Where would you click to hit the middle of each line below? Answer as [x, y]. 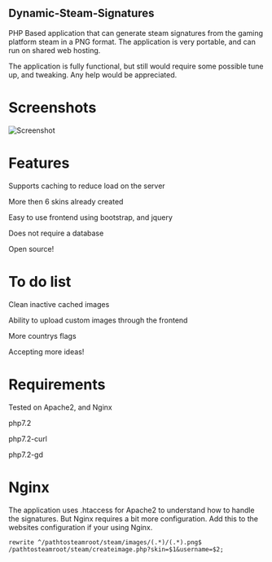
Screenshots [53, 108]
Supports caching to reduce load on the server [87, 186]
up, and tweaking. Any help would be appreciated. [93, 75]
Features [39, 163]
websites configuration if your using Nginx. [81, 527]
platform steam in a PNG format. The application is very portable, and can [132, 42]
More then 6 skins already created [66, 201]
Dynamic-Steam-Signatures [81, 13]
